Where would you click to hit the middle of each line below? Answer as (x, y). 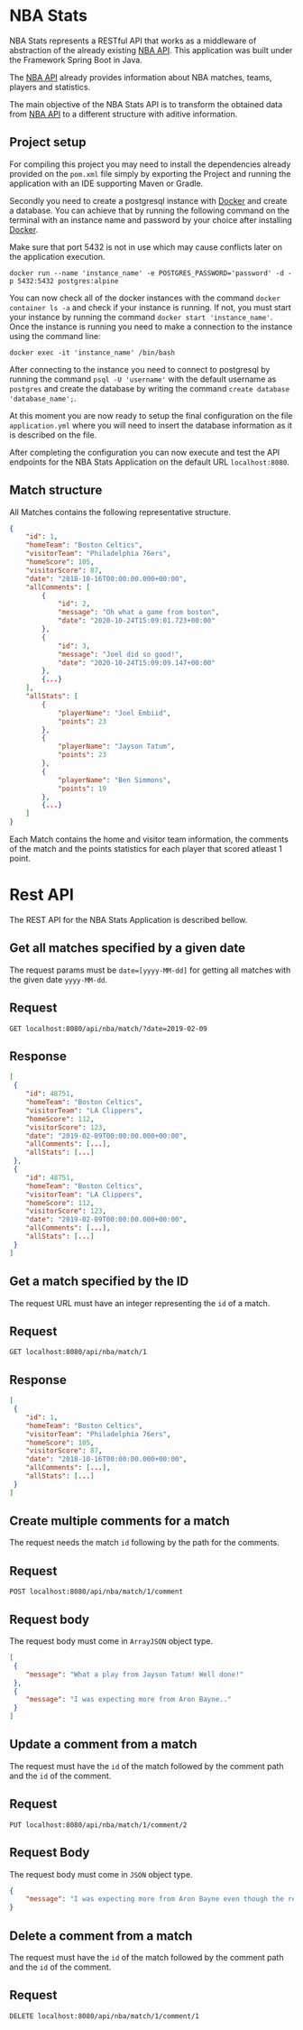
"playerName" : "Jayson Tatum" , (116, 747)
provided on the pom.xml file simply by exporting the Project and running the (150, 173)
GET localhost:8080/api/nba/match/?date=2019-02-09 (108, 1029)
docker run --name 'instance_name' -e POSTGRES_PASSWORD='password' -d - (151, 273)
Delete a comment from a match (101, 1936)
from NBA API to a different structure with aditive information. (124, 114)
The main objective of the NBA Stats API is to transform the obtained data (146, 104)
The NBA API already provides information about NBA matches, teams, (141, 77)
